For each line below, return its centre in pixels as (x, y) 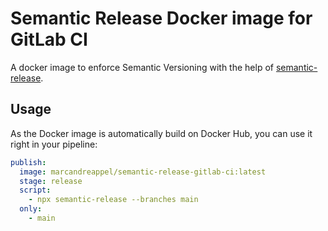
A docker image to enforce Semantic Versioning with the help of (142, 67)
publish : (28, 162)
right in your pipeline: (54, 144)
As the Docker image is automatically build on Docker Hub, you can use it (161, 133)
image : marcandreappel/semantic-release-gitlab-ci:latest (143, 172)
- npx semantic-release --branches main (113, 200)
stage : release (51, 181)
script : (35, 190)
